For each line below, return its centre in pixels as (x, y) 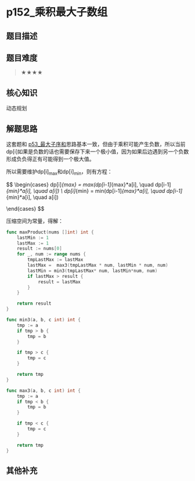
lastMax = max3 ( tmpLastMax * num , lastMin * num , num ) (98, 265)
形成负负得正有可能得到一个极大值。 (50, 159)
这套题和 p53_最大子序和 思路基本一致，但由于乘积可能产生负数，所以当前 (96, 144)
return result (34, 303)
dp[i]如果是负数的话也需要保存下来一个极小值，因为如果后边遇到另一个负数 (97, 151)
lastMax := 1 (33, 243)
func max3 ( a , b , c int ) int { (44, 390)
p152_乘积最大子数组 (57, 12)
